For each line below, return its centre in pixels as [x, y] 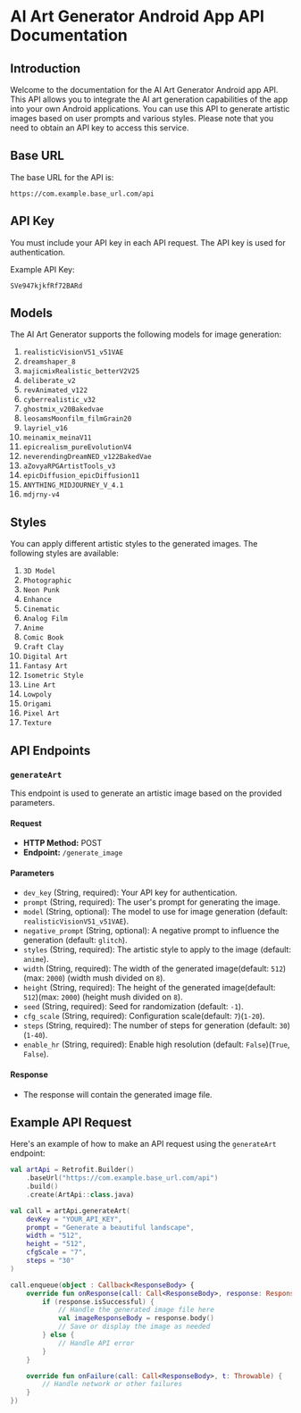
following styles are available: [64, 553]
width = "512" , [54, 1236]
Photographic [47, 581]
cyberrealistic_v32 [59, 400]
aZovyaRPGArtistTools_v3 [69, 466]
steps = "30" [50, 1261]
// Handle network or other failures [112, 1384]
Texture [37, 723]
